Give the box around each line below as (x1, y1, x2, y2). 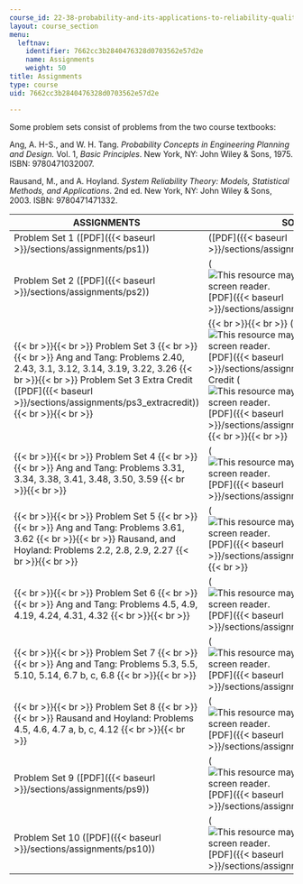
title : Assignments (9, 72, 83, 81)
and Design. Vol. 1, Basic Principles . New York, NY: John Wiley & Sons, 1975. (9, 148, 293, 159)
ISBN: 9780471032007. (9, 158, 95, 169)
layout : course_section (9, 22, 99, 31)
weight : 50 (25, 64, 67, 73)
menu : (9, 30, 30, 39)
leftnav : (17, 38, 50, 48)
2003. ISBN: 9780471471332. (9, 195, 118, 206)
